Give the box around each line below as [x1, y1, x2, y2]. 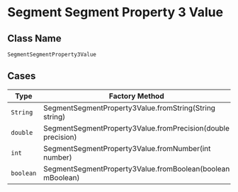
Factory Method [108, 91, 164, 101]
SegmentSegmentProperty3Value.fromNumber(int [43, 143, 211, 153]
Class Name [7, 32, 62, 44]
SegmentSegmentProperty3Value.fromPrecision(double [43, 123, 230, 133]
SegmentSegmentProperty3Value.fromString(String [43, 103, 216, 113]
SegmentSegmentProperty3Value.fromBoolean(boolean [43, 164, 230, 174]
